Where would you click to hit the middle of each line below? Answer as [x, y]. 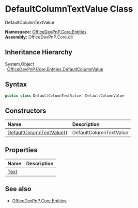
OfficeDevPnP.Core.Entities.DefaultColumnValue [55, 69]
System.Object [20, 64]
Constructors [26, 111]
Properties [21, 150]
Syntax [16, 84]
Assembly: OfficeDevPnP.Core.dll [39, 37]
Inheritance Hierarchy [39, 52]
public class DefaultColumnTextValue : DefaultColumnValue [65, 96]
